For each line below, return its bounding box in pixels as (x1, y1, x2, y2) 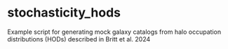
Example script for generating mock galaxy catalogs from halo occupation (7, 28, 222, 36)
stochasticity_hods (7, 5, 121, 21)
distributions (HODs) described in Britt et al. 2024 (7, 35, 151, 43)
